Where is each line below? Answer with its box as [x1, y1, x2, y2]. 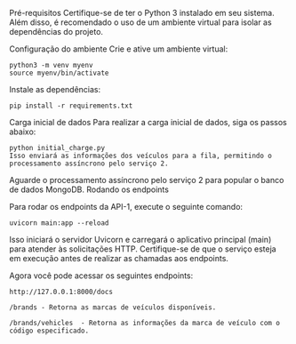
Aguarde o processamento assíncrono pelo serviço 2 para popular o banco [9, 175, 284, 185]
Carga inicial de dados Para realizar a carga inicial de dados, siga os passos [9, 117, 287, 127]
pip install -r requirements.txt [9, 101, 133, 110]
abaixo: [9, 126, 36, 137]
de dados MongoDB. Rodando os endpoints [9, 184, 169, 195]
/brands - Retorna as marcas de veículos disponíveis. [9, 303, 217, 312]
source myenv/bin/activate [9, 68, 109, 77]
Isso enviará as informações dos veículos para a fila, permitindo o [9, 151, 273, 160]
